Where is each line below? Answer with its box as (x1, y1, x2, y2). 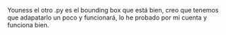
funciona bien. (7, 21, 50, 29)
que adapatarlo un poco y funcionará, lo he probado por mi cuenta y (7, 13, 208, 22)
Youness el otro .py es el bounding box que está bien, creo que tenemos (7, 6, 219, 14)
